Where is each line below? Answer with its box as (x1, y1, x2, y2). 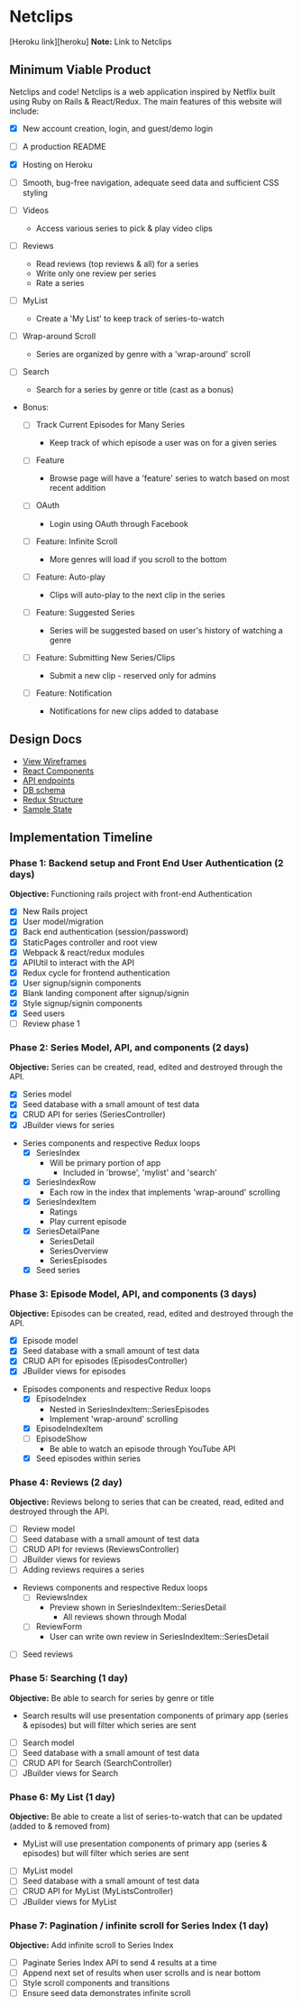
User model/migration (22, 916, 104, 927)
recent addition (49, 483, 106, 494)
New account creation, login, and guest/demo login (22, 123, 214, 134)
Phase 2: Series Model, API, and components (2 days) (9, 1040, 250, 1053)
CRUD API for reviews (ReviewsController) (22, 1544, 180, 1555)
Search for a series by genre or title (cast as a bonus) (35, 384, 234, 395)
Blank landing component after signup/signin (22, 987, 189, 998)
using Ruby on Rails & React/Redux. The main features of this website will (9, 96, 282, 106)
